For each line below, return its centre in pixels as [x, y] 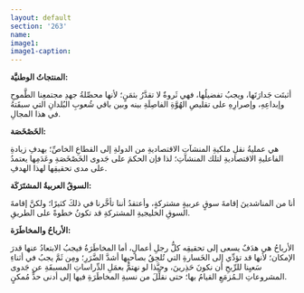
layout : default [41, 18]
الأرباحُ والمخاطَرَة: [41, 231]
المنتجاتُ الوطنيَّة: [39, 77]
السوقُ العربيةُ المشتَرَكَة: [51, 185]
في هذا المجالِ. [36, 114]
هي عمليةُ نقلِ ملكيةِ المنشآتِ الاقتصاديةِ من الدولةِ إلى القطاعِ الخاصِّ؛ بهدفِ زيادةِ [145, 149]
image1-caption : [41, 52]
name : [20, 34]
